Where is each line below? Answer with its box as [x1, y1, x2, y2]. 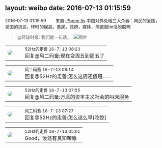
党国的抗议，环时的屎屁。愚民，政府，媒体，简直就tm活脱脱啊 [5, 24, 131, 30]
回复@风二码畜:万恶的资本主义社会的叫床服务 [25, 93, 129, 100]
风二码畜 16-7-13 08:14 [25, 66, 74, 72]
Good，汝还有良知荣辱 [25, 135, 77, 142]
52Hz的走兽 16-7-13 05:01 [25, 128, 81, 134]
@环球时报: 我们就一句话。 [17, 34, 72, 40]
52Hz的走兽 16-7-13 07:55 [25, 87, 81, 93]
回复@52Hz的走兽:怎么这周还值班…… [25, 73, 111, 80]
